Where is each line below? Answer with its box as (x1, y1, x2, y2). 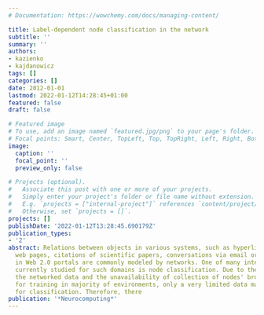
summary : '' (8, 40, 47, 48)
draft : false (8, 106, 51, 114)
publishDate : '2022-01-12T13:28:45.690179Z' (8, 222, 156, 230)
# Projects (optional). (8, 178, 86, 186)
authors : (8, 48, 37, 56)
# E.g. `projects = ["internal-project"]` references (8, 200, 195, 208)
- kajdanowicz (8, 62, 55, 71)
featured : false (8, 99, 61, 107)
